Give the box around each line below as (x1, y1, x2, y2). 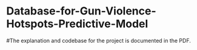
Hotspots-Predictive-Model (6, 17, 149, 31)
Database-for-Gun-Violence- (6, 4, 156, 18)
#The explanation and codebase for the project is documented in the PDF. (6, 37, 191, 44)
